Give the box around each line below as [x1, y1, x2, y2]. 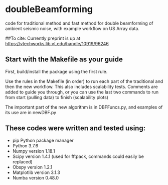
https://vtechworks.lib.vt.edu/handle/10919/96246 [5, 40, 109, 46]
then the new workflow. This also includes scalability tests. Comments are [5, 83, 158, 89]
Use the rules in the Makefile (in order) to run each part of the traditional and [5, 78, 163, 84]
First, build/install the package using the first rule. [5, 68, 108, 74]
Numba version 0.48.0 [12, 174, 59, 180]
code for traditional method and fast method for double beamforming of [5, 20, 154, 26]
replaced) [12, 158, 33, 164]
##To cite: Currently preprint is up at [5, 35, 81, 41]
